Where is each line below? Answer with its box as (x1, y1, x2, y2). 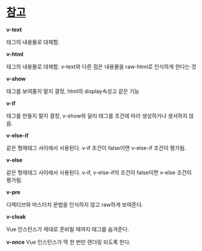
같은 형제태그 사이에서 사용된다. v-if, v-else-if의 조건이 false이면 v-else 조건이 (6, 169, 192, 176)
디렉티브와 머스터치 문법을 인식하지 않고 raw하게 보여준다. (6, 201, 143, 208)
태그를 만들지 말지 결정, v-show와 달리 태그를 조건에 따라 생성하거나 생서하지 (6, 112, 187, 119)
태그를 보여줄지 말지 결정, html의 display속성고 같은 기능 (6, 87, 140, 94)
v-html (6, 50, 24, 57)
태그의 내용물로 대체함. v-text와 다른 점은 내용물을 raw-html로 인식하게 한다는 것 (6, 63, 197, 70)
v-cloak (6, 213, 26, 220)
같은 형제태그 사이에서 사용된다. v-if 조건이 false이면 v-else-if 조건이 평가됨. (6, 144, 186, 151)
